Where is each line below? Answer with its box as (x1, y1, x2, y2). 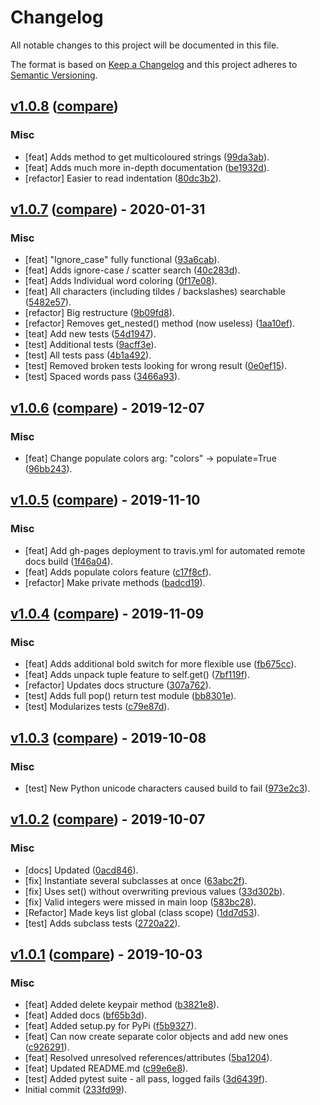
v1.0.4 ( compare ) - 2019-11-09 (10, 606, 205, 623)
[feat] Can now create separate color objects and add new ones (24, 1031, 289, 1043)
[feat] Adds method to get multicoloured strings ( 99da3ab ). (24, 151, 270, 163)
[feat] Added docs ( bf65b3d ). (24, 1009, 148, 1021)
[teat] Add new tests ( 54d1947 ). (24, 328, 157, 340)
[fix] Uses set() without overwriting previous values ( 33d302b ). (24, 885, 286, 897)
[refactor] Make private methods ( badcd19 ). (24, 576, 206, 588)
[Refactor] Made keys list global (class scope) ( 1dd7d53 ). (24, 906, 260, 918)
